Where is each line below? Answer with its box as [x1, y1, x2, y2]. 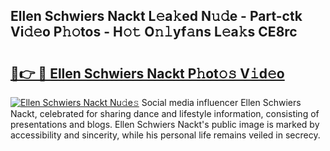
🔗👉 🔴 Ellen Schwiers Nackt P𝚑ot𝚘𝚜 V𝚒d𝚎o [10, 65, 285, 82]
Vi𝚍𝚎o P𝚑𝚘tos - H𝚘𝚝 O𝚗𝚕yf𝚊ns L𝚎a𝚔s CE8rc [10, 24, 298, 41]
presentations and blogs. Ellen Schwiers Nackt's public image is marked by [10, 119, 320, 130]
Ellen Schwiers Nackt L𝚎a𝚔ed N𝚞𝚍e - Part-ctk [10, 8, 303, 25]
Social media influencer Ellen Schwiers [141, 97, 302, 108]
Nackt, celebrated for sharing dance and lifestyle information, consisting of [10, 108, 320, 119]
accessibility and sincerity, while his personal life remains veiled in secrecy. [10, 129, 321, 141]
